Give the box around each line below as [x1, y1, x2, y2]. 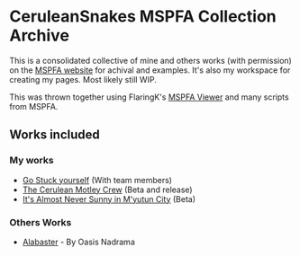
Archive [9, 25, 70, 46]
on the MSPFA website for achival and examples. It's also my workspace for [9, 65, 291, 75]
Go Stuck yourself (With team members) [22, 174, 173, 185]
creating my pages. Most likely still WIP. [9, 74, 158, 84]
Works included [9, 128, 101, 143]
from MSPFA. [9, 101, 59, 111]
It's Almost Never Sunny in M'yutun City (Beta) [22, 193, 196, 204]
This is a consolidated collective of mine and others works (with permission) [9, 55, 293, 66]
